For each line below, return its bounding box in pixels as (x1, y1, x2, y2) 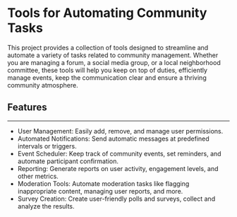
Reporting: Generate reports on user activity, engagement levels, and (17, 164, 219, 172)
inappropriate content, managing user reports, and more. (17, 187, 183, 195)
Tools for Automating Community (7, 5, 207, 21)
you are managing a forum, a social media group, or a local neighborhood (7, 58, 221, 66)
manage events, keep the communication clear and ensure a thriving (7, 73, 207, 82)
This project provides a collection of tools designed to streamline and (7, 43, 209, 52)
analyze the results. (17, 201, 75, 210)
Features (7, 101, 47, 114)
